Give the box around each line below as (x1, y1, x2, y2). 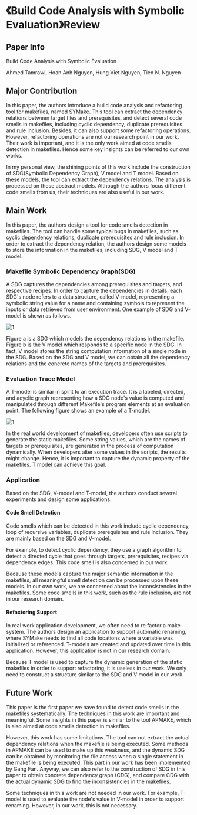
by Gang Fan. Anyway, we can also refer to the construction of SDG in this (6, 765, 186, 773)
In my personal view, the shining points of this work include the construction (6, 163, 191, 171)
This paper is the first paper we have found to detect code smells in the (6, 703, 179, 711)
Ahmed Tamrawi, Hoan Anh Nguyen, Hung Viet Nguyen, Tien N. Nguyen (6, 69, 181, 76)
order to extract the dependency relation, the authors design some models (6, 240, 187, 247)
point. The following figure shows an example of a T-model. (6, 407, 151, 414)
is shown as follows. (22, 312, 72, 319)
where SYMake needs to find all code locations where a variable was (6, 634, 173, 641)
